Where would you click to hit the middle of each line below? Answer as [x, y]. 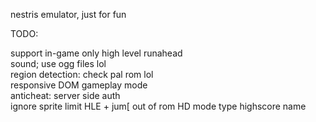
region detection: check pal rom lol [82, 74]
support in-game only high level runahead [96, 53]
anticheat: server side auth [65, 95]
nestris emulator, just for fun [68, 14]
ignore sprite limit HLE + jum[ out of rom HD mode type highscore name [158, 106]
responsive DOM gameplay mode [79, 85]
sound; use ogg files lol [58, 63]
